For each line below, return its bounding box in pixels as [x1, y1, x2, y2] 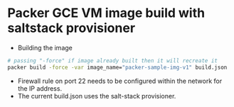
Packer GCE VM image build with [7, 5, 205, 21]
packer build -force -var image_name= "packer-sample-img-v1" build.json [7, 64, 228, 71]
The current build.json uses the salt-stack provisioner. [17, 91, 176, 100]
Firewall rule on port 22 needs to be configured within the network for [17, 77, 223, 85]
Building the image [17, 43, 73, 52]
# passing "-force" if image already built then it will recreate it [7, 57, 218, 64]
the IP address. [17, 84, 63, 93]
